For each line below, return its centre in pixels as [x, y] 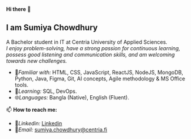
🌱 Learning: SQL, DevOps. [46, 91]
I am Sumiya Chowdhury [52, 28]
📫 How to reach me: [32, 109]
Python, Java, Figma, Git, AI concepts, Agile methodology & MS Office [100, 78]
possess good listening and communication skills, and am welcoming [90, 54]
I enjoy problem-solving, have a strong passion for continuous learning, [93, 48]
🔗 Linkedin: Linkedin [38, 123]
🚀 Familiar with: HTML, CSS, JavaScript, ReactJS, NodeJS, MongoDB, [99, 72]
